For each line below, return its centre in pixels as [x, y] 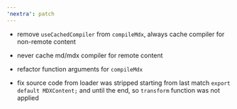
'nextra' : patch [31, 14]
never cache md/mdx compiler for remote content [90, 55]
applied [28, 98]
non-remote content [46, 41]
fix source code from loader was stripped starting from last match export [123, 83]
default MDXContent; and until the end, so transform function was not [118, 90]
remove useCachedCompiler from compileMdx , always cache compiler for [121, 34]
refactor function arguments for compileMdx [80, 69]
